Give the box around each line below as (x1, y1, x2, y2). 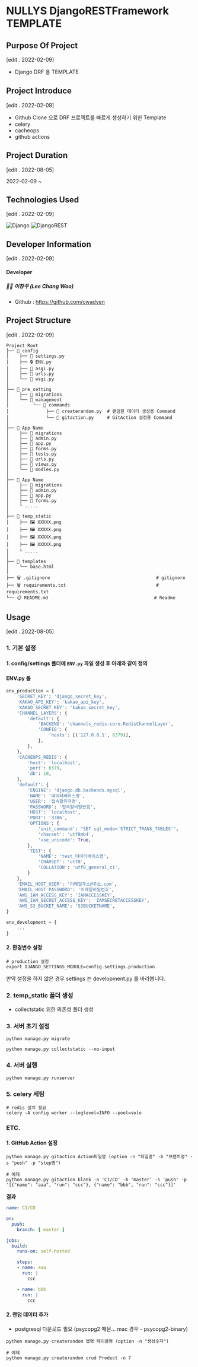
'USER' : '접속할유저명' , (27, 798, 81, 805)
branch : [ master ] (17, 1226, 65, 1232)
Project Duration (6, 150, 68, 161)
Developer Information (6, 239, 92, 249)
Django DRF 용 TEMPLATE (14, 68, 79, 75)
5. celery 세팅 (6, 1090, 44, 1098)
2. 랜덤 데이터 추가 (6, 1311, 49, 1318)
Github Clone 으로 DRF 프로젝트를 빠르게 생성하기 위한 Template (14, 114, 167, 121)
